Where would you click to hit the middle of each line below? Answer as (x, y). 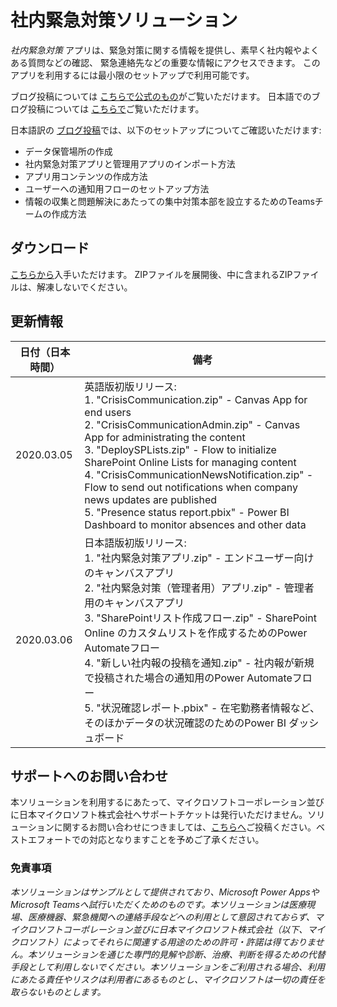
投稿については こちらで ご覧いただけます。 (116, 108)
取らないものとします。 (58, 992)
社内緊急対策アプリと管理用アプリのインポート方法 (130, 163)
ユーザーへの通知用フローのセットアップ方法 (117, 188)
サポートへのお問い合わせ (89, 776)
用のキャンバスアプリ (134, 603)
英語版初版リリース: (130, 386)
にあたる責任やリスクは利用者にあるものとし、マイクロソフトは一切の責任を (168, 979)
